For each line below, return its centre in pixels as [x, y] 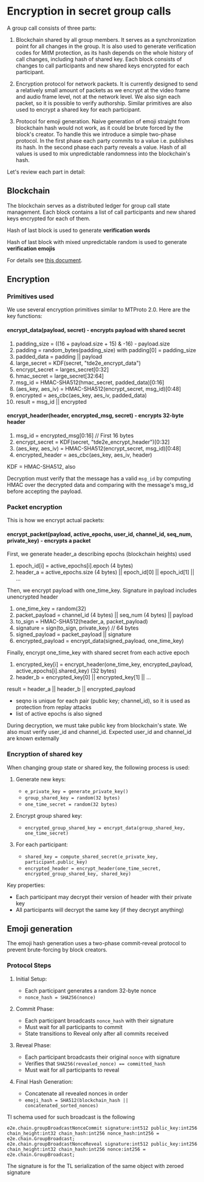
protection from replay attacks [53, 707]
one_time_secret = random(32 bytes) [71, 804]
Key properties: [26, 885]
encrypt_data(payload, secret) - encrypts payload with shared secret [96, 330]
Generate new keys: [41, 779]
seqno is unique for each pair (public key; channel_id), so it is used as [103, 701]
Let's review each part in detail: [46, 172]
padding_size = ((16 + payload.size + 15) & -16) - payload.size [93, 344]
